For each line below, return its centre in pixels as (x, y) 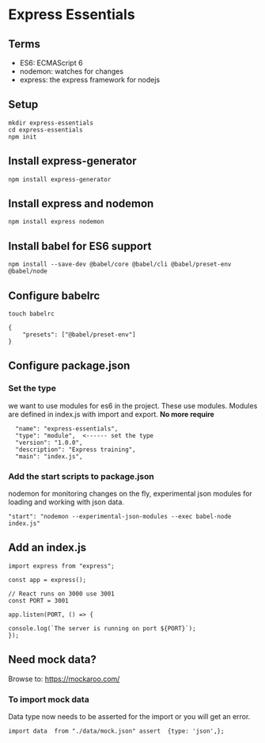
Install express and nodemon (81, 204)
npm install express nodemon (56, 222)
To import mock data (49, 699)
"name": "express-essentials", (67, 429)
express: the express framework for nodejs (90, 80)
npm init (23, 136)
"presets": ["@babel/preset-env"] (79, 335)
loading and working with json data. (66, 502)
